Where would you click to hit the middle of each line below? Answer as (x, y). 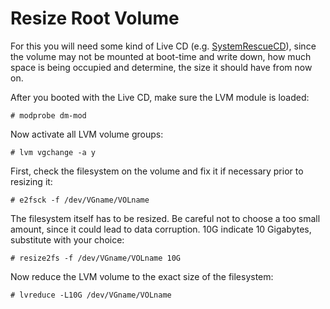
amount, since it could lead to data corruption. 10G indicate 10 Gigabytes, (161, 229)
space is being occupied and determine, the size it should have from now (161, 67)
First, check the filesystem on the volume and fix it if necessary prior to (157, 171)
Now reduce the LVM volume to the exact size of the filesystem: (142, 276)
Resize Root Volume (95, 18)
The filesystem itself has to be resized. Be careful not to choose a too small (165, 218)
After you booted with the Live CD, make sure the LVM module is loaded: (160, 97)
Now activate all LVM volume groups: (87, 134)
